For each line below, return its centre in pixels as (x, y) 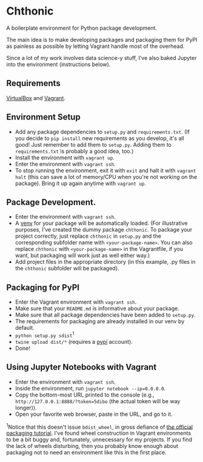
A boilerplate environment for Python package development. (82, 28)
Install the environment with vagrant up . (65, 157)
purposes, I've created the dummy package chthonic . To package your (104, 230)
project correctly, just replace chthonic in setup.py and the (88, 236)
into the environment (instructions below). (58, 64)
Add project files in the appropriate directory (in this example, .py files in (105, 262)
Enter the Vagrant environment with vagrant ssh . (76, 302)
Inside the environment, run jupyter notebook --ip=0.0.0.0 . (90, 388)
